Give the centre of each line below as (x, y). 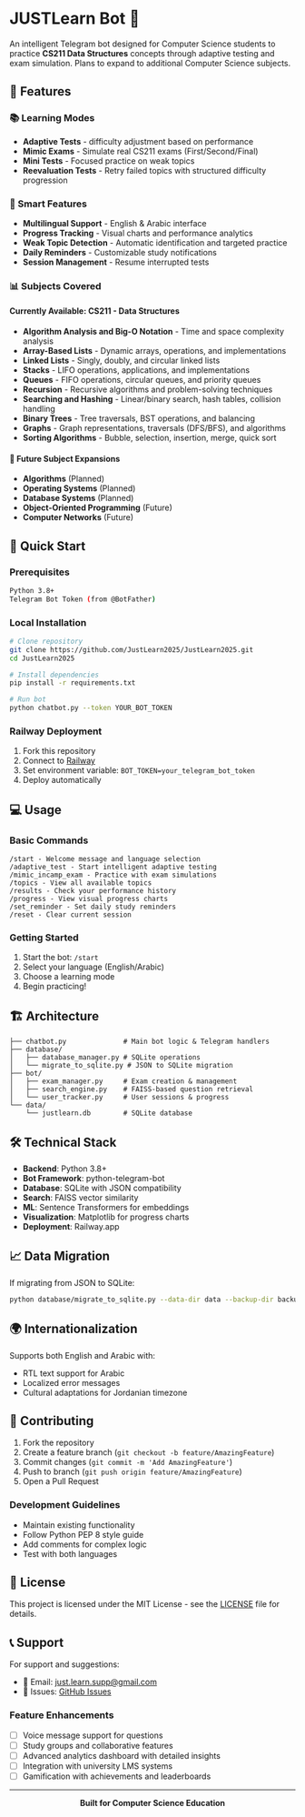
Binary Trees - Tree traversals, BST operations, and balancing (139, 418)
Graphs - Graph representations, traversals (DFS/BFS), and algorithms (154, 428)
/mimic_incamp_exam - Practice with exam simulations (113, 875)
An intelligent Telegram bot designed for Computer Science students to (143, 44)
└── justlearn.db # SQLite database (109, 1113)
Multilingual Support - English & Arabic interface (114, 223)
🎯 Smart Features (49, 204)
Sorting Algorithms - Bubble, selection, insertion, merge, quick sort (149, 438)
